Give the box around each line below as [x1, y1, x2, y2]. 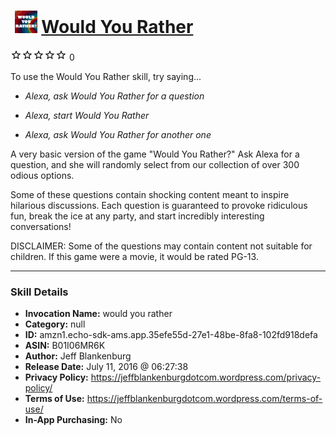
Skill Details [10, 285, 69, 299]
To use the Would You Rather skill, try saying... [10, 70, 202, 82]
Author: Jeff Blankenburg [24, 350, 132, 362]
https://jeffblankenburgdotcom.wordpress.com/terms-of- [86, 393, 323, 405]
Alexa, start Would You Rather [24, 109, 150, 121]
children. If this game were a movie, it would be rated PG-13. [10, 250, 259, 262]
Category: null [24, 318, 86, 330]
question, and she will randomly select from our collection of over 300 [10, 158, 300, 170]
